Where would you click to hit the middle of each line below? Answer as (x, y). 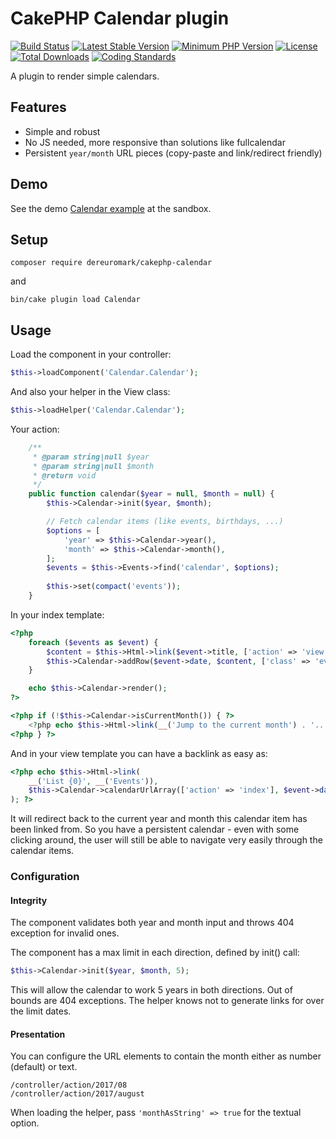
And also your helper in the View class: (90, 392)
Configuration (45, 877)
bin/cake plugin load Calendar (75, 300)
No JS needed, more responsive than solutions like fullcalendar (155, 142)
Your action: (35, 429)
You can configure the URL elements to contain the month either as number (166, 1056)
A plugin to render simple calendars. (85, 76)
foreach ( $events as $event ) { (93, 642)
